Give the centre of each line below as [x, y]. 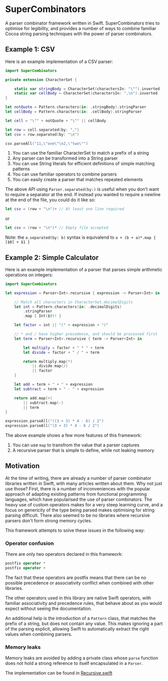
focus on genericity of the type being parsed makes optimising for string [80, 510]
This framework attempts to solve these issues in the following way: [75, 530]
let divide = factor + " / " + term [61, 352]
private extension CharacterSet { [41, 80]
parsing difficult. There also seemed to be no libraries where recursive [77, 515]
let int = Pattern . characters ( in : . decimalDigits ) [68, 307]
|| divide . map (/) [50, 366]
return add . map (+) [33, 398]
